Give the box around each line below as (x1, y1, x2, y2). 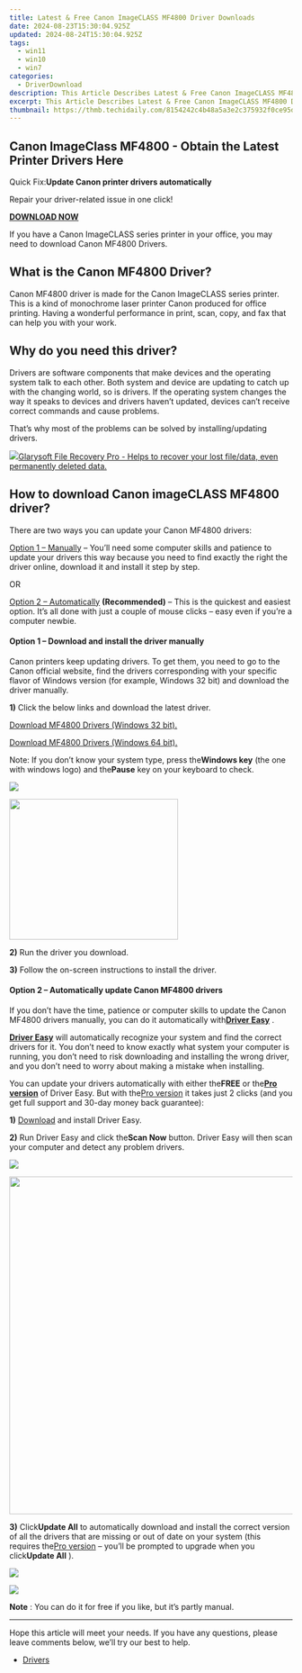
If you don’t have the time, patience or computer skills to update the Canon (9, 1005, 287, 1016)
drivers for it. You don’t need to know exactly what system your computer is (9, 1041, 290, 1052)
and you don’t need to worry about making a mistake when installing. (9, 1060, 265, 1072)
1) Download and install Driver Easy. (9, 1114, 142, 1126)
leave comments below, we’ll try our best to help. (9, 1636, 191, 1648)
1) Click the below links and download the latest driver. (9, 701, 211, 712)
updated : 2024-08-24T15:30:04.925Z (9, 30, 143, 39)
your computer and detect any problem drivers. (9, 1141, 185, 1153)
